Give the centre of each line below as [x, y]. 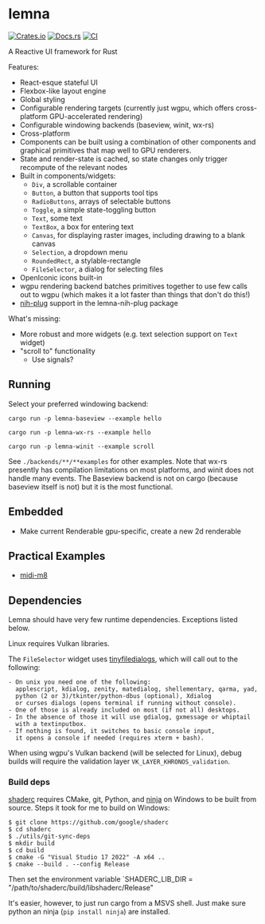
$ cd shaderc [30, 830]
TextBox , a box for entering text [82, 226]
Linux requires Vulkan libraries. [59, 644]
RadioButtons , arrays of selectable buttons [101, 201]
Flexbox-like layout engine [63, 91]
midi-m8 [33, 575]
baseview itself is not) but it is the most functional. [91, 486]
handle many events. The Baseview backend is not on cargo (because [123, 478]
